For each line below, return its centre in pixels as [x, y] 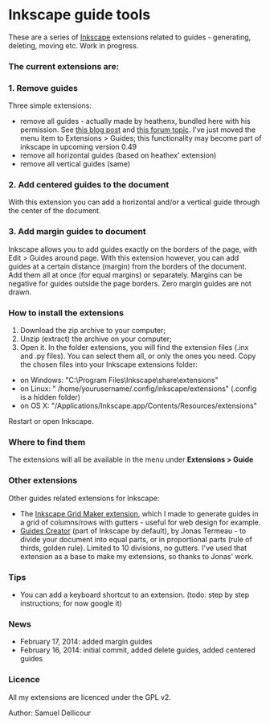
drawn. [20, 292]
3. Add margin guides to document [77, 232]
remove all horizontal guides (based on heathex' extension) [118, 155]
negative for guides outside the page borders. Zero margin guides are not [130, 283]
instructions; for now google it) [71, 603]
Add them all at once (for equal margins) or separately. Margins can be [125, 274]
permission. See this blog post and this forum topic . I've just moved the [137, 130]
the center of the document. [55, 211]
